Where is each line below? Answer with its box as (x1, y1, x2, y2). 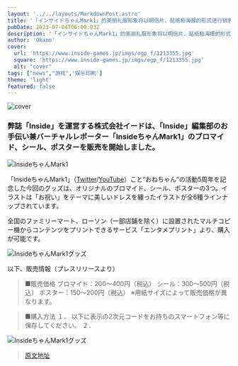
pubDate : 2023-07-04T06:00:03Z (7, 23, 100, 30)
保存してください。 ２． (24, 321, 95, 329)
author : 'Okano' (7, 37, 55, 44)
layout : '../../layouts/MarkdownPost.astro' (7, 10, 141, 18)
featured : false (7, 83, 55, 90)
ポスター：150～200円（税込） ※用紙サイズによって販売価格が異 (38, 288, 228, 297)
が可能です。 (7, 234, 45, 243)
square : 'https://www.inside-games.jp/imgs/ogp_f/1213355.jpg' (13, 57, 204, 64)
